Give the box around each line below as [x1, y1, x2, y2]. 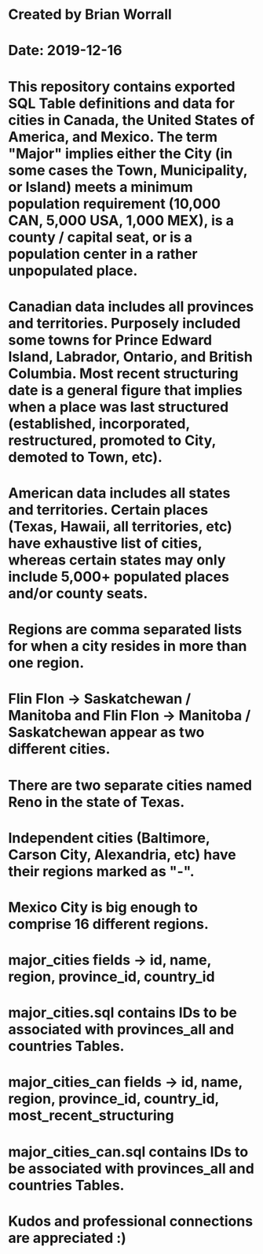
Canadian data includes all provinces [8, 298, 254, 316]
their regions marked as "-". [8, 862, 195, 880]
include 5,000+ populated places [8, 568, 230, 586]
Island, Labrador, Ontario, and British [8, 348, 253, 365]
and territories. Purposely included [8, 314, 241, 332]
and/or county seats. [8, 584, 148, 602]
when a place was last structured [8, 398, 229, 416]
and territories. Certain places [8, 501, 209, 519]
